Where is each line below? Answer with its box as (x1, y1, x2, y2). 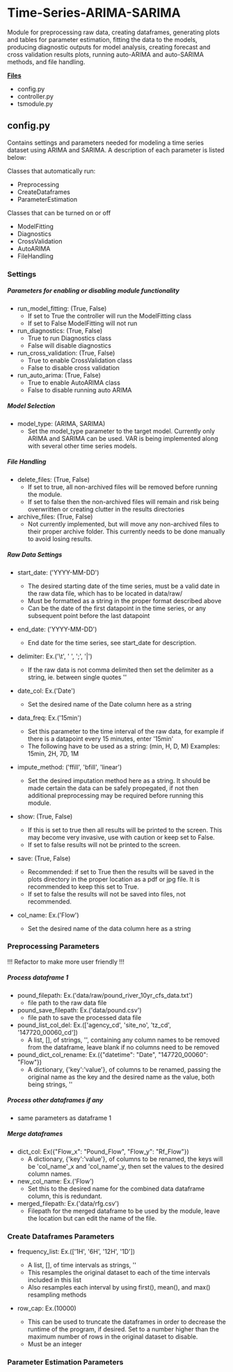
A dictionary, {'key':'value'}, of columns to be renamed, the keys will (27, 1154, 223, 1163)
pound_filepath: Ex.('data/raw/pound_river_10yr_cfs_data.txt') (17, 991, 193, 999)
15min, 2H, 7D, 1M (27, 749, 79, 758)
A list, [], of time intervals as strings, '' (27, 1261, 137, 1269)
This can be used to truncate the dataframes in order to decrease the (27, 1318, 226, 1326)
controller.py (17, 92, 54, 101)
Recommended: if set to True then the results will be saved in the (27, 867, 214, 876)
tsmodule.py (17, 99, 54, 108)
